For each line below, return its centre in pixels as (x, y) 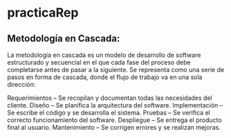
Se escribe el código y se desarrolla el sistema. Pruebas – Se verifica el (109, 113)
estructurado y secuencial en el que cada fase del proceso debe (99, 62)
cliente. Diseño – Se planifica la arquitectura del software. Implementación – (115, 105)
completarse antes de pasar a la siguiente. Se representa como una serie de (116, 70)
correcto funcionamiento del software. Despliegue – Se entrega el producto (115, 120)
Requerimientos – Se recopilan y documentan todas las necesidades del (110, 98)
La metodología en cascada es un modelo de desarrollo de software (104, 55)
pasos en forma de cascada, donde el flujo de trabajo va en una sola (105, 77)
